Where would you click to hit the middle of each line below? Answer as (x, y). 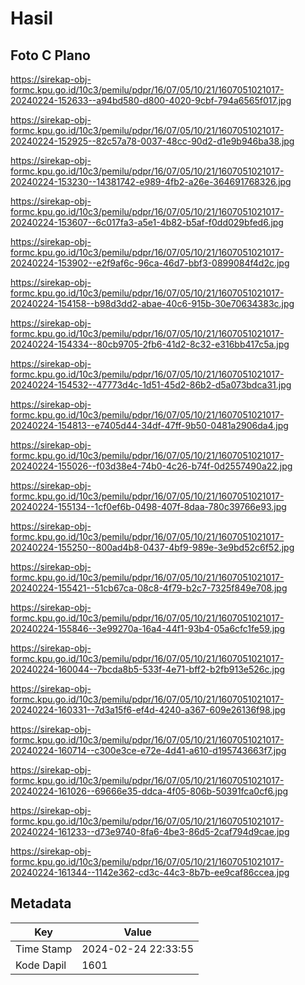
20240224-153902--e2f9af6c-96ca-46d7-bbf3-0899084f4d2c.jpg (150, 263)
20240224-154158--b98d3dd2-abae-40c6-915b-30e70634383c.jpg (152, 303)
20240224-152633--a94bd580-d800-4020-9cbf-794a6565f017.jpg (151, 100)
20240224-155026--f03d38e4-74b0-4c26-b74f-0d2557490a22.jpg (151, 466)
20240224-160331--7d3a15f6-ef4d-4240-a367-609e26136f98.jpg (148, 710)
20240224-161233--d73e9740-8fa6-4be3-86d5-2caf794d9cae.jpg (150, 831)
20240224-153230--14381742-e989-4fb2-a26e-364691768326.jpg (151, 181)
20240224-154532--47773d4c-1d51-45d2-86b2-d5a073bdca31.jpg (151, 385)
